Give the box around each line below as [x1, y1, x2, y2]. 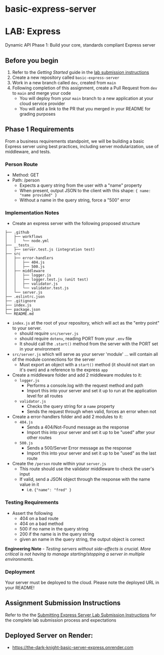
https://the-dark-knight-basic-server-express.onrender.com [12, 644, 134, 650]
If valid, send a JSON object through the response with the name [19, 477, 150, 482]
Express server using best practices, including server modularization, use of [5, 143, 159, 149]
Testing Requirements [5, 499, 59, 506]
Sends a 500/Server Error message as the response [26, 445, 132, 451]
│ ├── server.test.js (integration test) [5, 247, 95, 252]
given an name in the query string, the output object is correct [19, 536, 145, 542]
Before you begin [5, 56, 59, 65]
